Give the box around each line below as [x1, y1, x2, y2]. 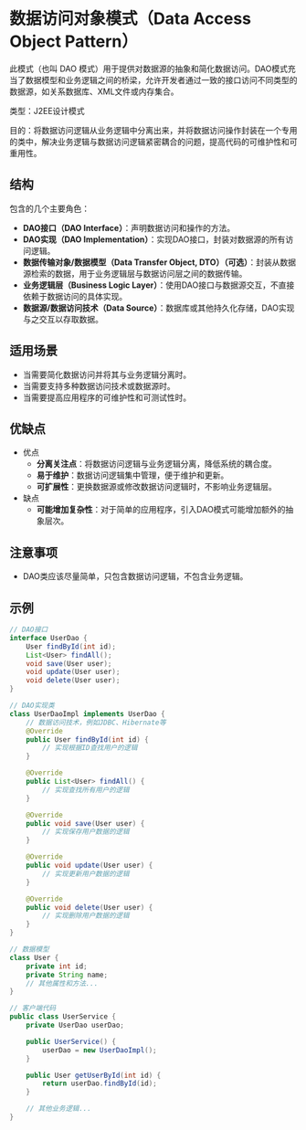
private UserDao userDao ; [26, 1020, 125, 1030]
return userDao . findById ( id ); [42, 1079, 157, 1088]
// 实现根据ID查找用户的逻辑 [42, 744, 138, 753]
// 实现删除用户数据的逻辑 [42, 911, 130, 921]
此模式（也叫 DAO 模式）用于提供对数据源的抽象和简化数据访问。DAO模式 [9, 63, 288, 74]
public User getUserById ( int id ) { [26, 1071, 162, 1080]
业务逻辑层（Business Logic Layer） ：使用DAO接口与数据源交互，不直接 [22, 280, 295, 290]
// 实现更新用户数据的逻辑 [42, 869, 130, 878]
